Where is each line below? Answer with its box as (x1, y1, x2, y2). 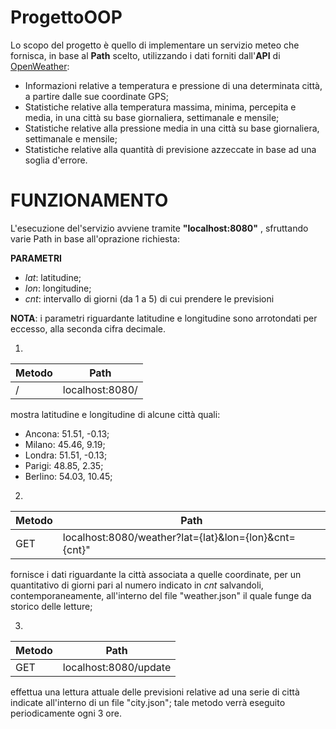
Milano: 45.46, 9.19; (24, 438, 106, 450)
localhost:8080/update (62, 660, 172, 674)
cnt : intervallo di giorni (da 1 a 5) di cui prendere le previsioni (24, 292, 275, 305)
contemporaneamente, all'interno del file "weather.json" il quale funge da (10, 589, 312, 601)
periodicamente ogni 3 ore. (10, 707, 122, 719)
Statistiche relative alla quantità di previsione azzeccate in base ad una (24, 143, 317, 155)
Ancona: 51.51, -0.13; (24, 427, 110, 440)
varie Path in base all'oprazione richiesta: (10, 232, 180, 245)
